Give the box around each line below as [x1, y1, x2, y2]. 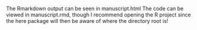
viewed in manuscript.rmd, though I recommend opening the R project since [6, 11, 191, 18]
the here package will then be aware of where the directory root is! [6, 18, 169, 24]
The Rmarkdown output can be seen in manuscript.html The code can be [6, 5, 184, 12]
